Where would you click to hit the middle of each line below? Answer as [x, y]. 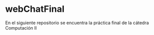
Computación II [21, 28]
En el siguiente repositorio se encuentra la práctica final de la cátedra [77, 23]
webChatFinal [35, 9]
